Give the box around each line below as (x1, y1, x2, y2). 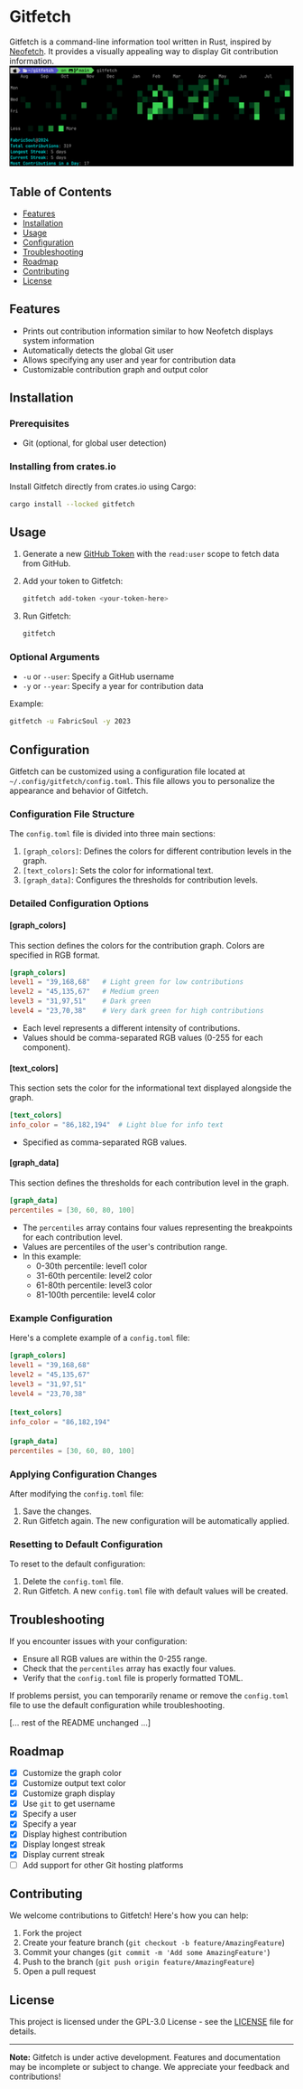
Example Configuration (9, 1311, 113, 1324)
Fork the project (22, 1928, 83, 1939)
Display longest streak (22, 1839, 106, 1850)
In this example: (22, 1251, 82, 1262)
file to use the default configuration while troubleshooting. (9, 1700, 225, 1711)
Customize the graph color (22, 1767, 122, 1778)
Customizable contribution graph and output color (22, 364, 209, 374)
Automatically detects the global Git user (22, 345, 174, 355)
